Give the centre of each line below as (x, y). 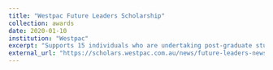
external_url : (32, 53)
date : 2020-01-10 (38, 31)
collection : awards (41, 23)
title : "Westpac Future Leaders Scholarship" (87, 16)
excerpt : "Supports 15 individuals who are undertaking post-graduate (130, 46)
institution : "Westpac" (49, 38)
